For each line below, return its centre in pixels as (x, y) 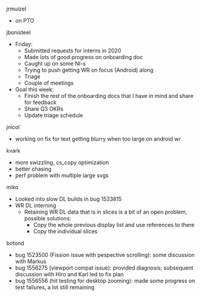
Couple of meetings (49, 83)
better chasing (33, 169)
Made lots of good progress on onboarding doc (83, 57)
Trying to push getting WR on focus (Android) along (89, 70)
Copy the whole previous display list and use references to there (114, 225)
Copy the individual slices (65, 231)
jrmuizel (16, 9)
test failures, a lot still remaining (55, 287)
